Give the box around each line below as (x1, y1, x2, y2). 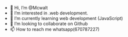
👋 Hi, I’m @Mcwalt (10, 5, 48, 10)
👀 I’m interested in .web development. (10, 10, 88, 16)
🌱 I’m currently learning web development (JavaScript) (10, 15, 123, 21)
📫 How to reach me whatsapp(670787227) (10, 26, 100, 32)
